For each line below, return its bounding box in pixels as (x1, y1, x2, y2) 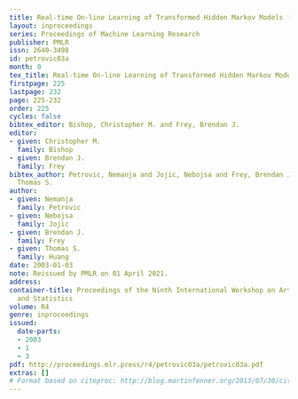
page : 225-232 (9, 95, 62, 105)
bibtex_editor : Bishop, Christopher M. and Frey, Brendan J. (9, 121, 240, 130)
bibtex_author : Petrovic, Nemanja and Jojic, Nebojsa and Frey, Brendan (9, 170, 284, 179)
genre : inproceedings (9, 310, 90, 320)
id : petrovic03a (9, 54, 69, 63)
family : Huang (17, 252, 69, 262)
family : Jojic (17, 219, 69, 228)
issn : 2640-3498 (9, 46, 69, 55)
